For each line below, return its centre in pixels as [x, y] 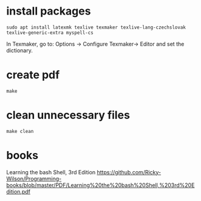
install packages [49, 11]
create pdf [33, 75]
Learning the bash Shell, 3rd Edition [51, 172]
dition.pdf [18, 191]
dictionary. [20, 50]
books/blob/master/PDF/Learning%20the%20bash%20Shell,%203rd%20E [101, 185]
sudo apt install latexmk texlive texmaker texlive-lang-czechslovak [96, 27]
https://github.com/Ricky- [129, 172]
